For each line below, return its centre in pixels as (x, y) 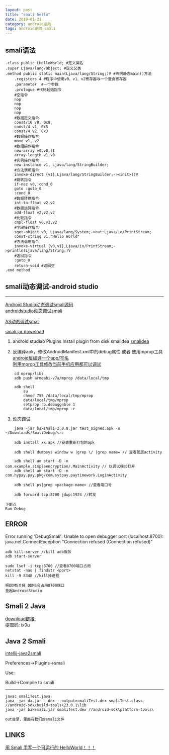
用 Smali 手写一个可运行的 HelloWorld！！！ (51, 747)
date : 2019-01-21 (23, 19)
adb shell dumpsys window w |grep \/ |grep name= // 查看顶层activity (88, 452)
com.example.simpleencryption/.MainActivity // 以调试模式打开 (70, 466)
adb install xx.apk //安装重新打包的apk (54, 442)
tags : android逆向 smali (30, 29)
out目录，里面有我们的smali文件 (35, 719)
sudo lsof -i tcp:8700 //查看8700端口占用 (48, 566)
